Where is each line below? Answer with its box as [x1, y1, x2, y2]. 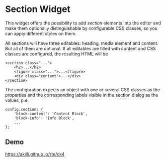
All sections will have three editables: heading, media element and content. [5, 40, 159, 46]
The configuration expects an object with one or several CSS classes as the [5, 86, 160, 93]
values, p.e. [5, 97, 29, 103]
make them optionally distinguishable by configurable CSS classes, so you [5, 25, 158, 31]
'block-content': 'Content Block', [14, 111, 88, 116]
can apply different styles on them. [5, 30, 77, 36]
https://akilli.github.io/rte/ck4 [5, 151, 65, 157]
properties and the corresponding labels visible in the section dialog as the [5, 92, 158, 98]
